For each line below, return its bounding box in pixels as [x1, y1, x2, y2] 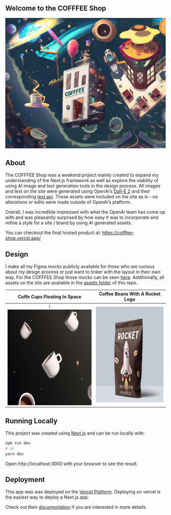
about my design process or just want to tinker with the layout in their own [5, 269, 161, 275]
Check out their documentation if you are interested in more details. [5, 504, 147, 510]
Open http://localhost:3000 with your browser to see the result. [5, 460, 138, 467]
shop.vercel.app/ [5, 235, 41, 241]
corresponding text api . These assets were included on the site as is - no [5, 194, 158, 200]
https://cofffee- [102, 229, 134, 236]
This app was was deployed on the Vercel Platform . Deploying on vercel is [5, 489, 161, 495]
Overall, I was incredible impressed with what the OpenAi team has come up [5, 209, 165, 215]
